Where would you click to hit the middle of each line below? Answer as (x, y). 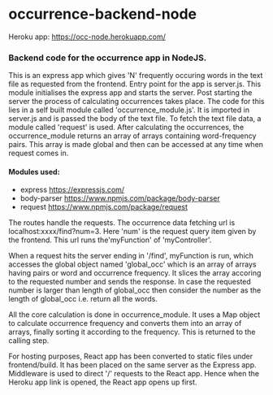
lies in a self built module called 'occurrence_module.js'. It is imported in (129, 110)
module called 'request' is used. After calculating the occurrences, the (126, 128)
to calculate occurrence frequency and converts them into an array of (125, 323)
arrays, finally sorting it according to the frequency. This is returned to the (132, 332)
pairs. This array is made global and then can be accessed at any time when (136, 145)
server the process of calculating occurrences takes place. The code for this (136, 102)
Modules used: (34, 171)
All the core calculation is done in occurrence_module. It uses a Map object (134, 315)
